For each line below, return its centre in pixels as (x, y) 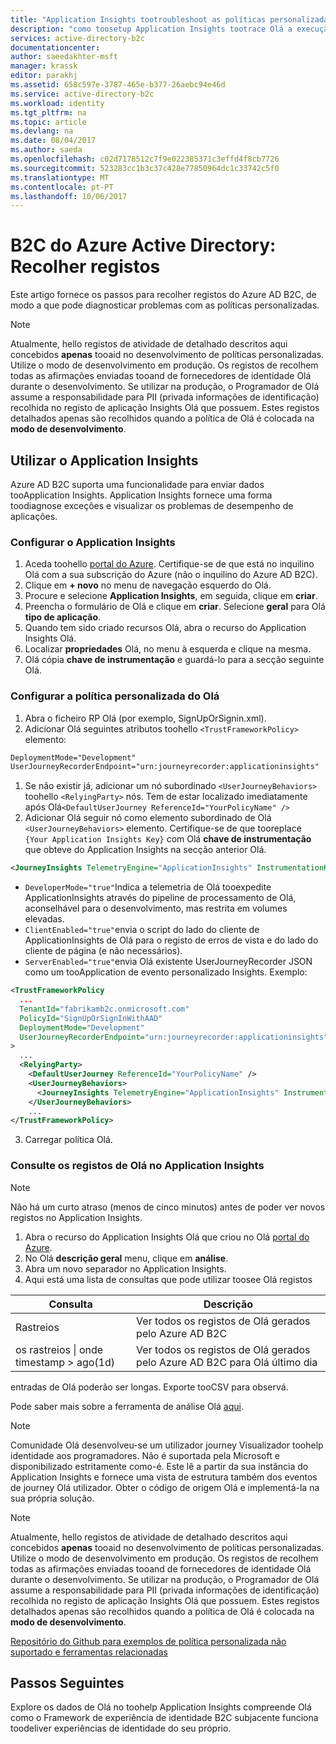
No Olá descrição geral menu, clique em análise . (126, 1258)
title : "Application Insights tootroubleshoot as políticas (138, 19)
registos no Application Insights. (76, 1217)
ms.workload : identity (57, 103)
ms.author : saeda (46, 150)
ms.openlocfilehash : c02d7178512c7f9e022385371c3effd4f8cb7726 (145, 159)
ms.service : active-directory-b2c (82, 94)
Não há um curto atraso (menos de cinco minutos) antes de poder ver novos (168, 1207)
